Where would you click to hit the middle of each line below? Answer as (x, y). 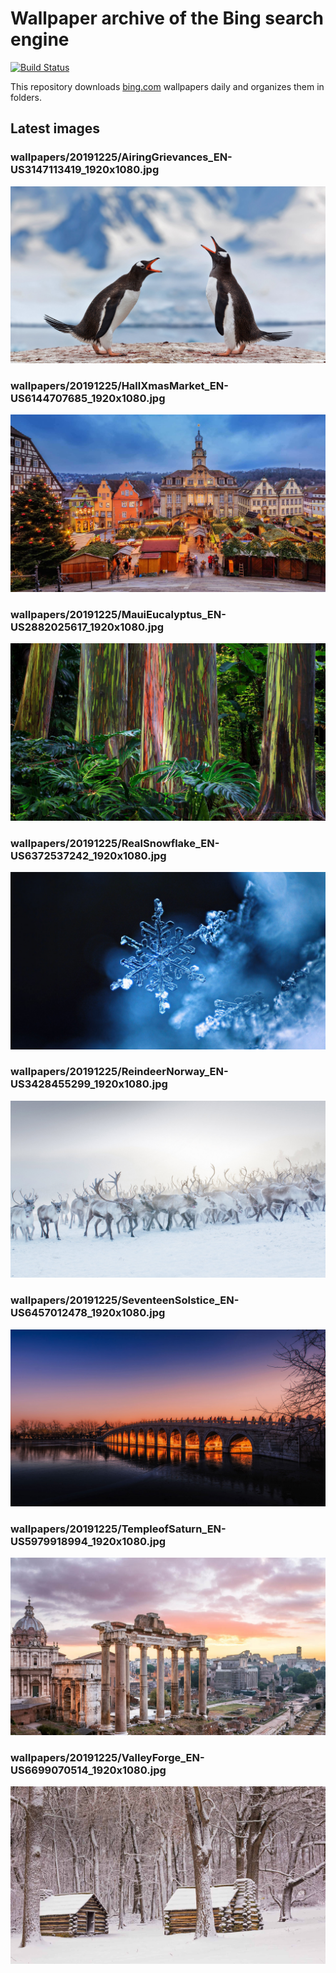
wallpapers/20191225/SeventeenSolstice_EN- (125, 1300)
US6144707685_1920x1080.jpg (88, 399)
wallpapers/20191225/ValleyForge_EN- (107, 1757)
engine (40, 39)
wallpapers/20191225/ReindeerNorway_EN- (119, 1072)
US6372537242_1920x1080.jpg (88, 855)
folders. (26, 97)
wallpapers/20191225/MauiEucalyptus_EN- (118, 614)
